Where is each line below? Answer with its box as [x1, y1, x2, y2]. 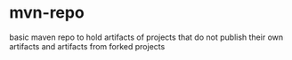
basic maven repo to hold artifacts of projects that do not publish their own [9, 32, 284, 42]
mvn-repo [9, 3, 85, 23]
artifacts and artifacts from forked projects [9, 41, 166, 51]
